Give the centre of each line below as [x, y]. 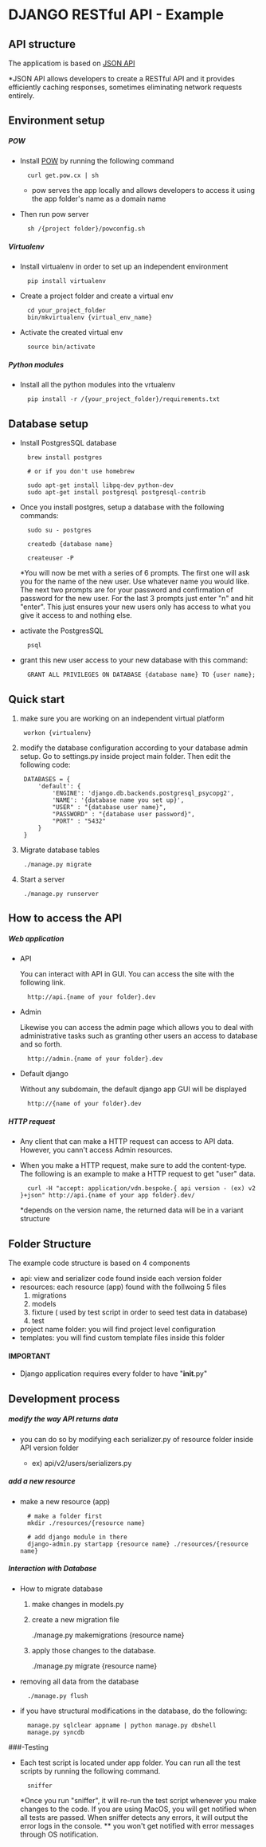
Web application [36, 938]
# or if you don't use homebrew [81, 472]
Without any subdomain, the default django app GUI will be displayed [133, 1089]
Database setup [49, 424]
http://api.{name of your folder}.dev [92, 997]
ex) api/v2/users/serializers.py [82, 1463]
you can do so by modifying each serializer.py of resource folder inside [136, 1439]
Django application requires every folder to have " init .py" [113, 1373]
